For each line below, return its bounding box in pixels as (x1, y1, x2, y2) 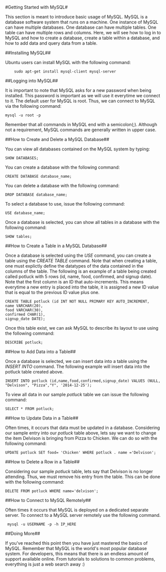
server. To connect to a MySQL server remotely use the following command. (5, 512, 161, 518)
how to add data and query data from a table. (5, 40, 98, 46)
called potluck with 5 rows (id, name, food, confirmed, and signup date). (5, 274, 153, 280)
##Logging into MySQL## (5, 78, 58, 83)
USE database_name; (5, 211, 46, 215)
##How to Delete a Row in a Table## (5, 459, 80, 465)
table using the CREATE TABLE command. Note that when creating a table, (5, 258, 158, 264)
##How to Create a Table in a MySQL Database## (5, 243, 108, 249)
